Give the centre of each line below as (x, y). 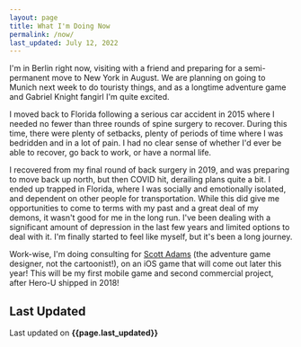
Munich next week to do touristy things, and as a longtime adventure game (148, 87)
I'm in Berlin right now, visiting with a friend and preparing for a (126, 68)
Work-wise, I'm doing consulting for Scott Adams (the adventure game (140, 254)
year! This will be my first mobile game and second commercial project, (142, 273)
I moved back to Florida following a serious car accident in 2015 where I (142, 114)
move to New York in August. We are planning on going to (159, 78)
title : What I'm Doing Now (60, 26)
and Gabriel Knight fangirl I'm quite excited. (89, 97)
